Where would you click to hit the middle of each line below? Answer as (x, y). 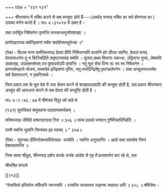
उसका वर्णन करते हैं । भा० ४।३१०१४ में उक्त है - (45, 23)
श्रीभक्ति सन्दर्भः (17, 165)
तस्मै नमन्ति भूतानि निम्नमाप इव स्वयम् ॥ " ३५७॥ (44, 130)
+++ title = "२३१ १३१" (27, 7)
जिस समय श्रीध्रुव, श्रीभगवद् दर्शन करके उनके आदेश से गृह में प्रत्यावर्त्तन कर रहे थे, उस (71, 155)
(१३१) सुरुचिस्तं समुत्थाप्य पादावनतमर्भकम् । (40, 110)
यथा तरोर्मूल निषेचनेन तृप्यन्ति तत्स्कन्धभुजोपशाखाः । (46, 32)
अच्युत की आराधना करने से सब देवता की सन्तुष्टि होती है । (51, 90)
